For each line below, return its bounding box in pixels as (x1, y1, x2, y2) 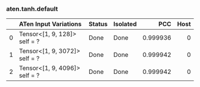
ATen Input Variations (18, 20, 82, 28)
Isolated (113, 20, 137, 28)
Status (88, 20, 108, 28)
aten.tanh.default (6, 5, 58, 13)
